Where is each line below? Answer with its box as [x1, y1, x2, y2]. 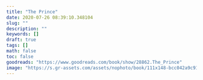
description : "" [6, 25, 47, 32]
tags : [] [6, 43, 28, 49]
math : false [6, 48, 36, 54]
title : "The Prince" [6, 8, 59, 15]
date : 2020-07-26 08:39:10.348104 [6, 14, 94, 20]
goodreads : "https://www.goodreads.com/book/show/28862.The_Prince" [6, 59, 182, 65]
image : [6, 64, 23, 71]
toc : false [6, 54, 34, 60]
